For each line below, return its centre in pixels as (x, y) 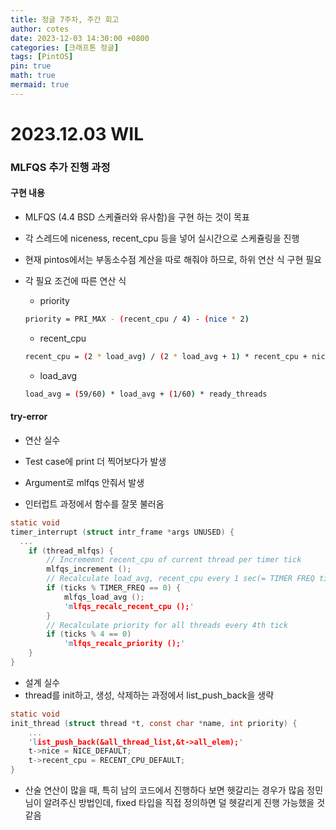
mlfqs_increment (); (89, 569)
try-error (29, 417)
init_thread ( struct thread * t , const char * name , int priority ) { (154, 723)
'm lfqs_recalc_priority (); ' (124, 644)
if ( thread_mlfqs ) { (71, 551)
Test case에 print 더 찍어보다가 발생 (95, 461)
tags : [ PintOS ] (42, 57)
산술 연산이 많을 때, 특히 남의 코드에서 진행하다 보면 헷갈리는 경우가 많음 (164, 790)
